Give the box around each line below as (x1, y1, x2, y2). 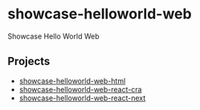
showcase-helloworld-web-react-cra (18, 84, 142, 94)
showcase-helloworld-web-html (18, 75, 126, 85)
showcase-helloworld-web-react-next (18, 93, 146, 103)
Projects (7, 55, 51, 68)
